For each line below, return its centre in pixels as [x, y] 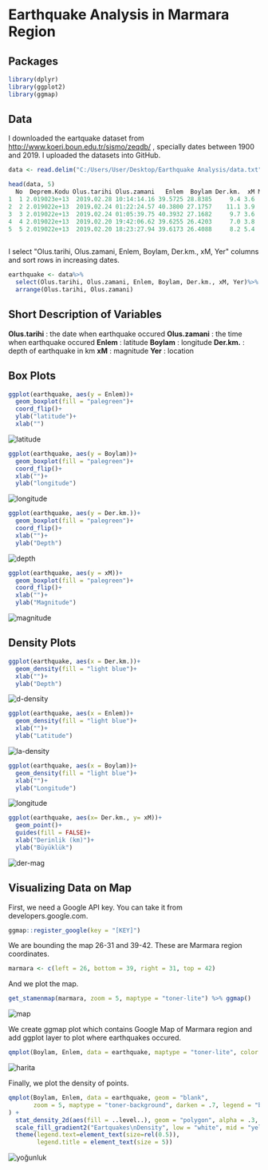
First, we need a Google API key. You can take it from [96, 907]
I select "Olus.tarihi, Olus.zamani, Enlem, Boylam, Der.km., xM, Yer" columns [134, 252]
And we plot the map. [43, 984]
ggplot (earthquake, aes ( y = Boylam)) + [73, 454]
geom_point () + [39, 825]
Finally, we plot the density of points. [69, 1083]
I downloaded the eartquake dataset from [77, 138]
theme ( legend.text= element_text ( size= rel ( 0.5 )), [98, 1135]
